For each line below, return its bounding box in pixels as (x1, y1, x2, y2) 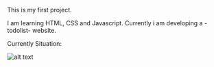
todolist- (7, 27, 31, 34)
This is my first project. (7, 6, 72, 14)
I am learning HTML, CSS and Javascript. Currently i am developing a (7, 19, 203, 27)
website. (32, 27, 57, 34)
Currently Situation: (7, 40, 62, 47)
